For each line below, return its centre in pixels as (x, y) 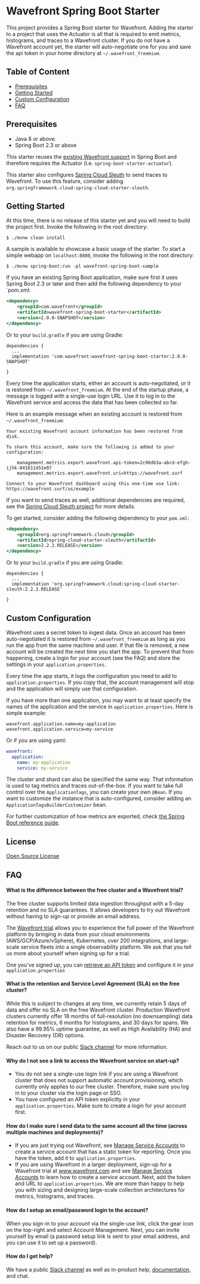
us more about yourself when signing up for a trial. (68, 953)
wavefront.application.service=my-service (60, 729)
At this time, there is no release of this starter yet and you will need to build (98, 220)
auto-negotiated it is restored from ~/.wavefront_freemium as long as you (96, 638)
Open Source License (33, 856)
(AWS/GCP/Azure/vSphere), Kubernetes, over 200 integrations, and (90, 940)
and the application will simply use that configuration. (72, 688)
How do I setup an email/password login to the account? (77, 1210)
